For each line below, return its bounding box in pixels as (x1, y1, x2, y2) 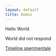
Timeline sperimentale (5, 45, 51, 51)
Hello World (5, 25, 29, 31)
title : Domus (5, 12, 32, 17)
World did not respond (5, 35, 51, 41)
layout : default (5, 7, 39, 12)
